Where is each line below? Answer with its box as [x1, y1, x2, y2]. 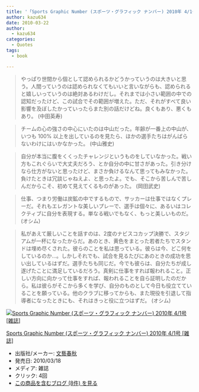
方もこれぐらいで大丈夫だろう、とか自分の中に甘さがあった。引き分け [20, 160, 192, 167]
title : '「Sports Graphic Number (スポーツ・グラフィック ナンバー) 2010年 [6, 8, 182, 15]
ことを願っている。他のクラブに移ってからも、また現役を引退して [25, 289, 187, 296]
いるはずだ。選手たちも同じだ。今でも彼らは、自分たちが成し [41, 259, 192, 266]
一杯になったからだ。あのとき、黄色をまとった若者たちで [36, 237, 176, 244]
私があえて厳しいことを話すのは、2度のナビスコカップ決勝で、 [20, 230, 175, 237]
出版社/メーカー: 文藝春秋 [14, 349, 77, 357]
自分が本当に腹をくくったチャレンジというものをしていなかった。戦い [20, 152, 192, 159]
